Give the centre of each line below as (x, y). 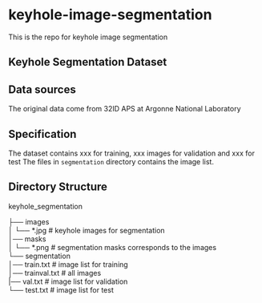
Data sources (42, 89)
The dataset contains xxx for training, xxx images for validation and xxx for (131, 153)
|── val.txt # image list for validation (68, 281)
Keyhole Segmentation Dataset (88, 62)
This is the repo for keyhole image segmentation (88, 37)
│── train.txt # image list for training (68, 264)
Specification (42, 134)
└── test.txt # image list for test (61, 289)
